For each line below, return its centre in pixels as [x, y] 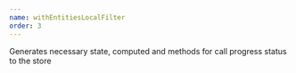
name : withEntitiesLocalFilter [67, 17]
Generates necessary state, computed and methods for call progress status [148, 51]
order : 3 [25, 26]
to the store [30, 61]
